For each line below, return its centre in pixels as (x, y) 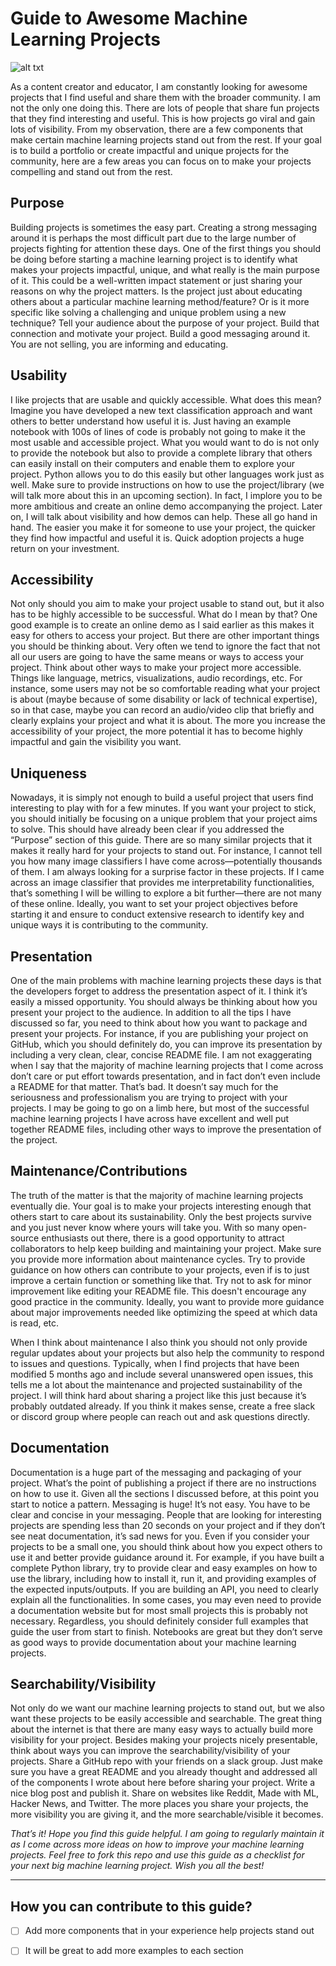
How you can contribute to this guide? (131, 1906)
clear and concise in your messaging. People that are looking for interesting (166, 1514)
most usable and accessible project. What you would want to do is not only (165, 442)
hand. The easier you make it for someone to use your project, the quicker (163, 527)
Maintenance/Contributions (99, 1171)
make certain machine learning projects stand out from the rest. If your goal (166, 139)
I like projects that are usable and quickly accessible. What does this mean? (166, 399)
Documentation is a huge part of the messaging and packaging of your (156, 1472)
